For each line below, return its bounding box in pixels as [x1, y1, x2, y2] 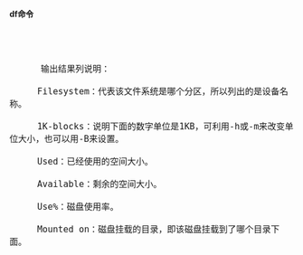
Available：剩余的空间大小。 [37, 179, 163, 190]
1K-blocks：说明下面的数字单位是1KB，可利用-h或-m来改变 [37, 121, 286, 133]
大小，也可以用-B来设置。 [17, 134, 124, 145]
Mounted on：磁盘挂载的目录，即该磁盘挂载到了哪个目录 [37, 224, 271, 235]
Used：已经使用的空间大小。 [37, 156, 154, 167]
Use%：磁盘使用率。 [37, 202, 119, 212]
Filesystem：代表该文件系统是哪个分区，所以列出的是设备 [37, 86, 280, 98]
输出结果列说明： [40, 63, 110, 75]
